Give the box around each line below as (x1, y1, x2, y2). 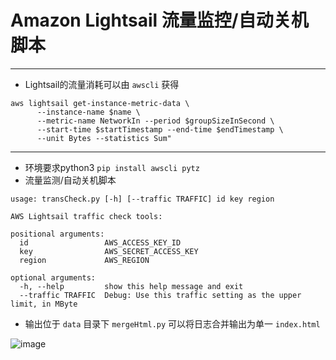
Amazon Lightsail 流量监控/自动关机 (10, 9, 309, 32)
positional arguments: (10, 229, 105, 239)
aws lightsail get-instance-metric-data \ (10, 98, 190, 108)
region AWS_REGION (19, 255, 150, 265)
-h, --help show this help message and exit (19, 281, 244, 291)
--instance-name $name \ (36, 107, 141, 117)
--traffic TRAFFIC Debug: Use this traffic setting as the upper (19, 290, 302, 300)
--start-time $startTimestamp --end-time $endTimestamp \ (36, 124, 284, 135)
